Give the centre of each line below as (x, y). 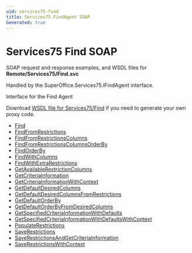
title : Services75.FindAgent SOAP (48, 17)
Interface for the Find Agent (40, 97)
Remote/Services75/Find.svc (42, 74)
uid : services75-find (32, 11)
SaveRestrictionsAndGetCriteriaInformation (66, 238)
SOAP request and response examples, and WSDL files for (77, 68)
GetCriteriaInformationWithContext (56, 182)
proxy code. (20, 114)
